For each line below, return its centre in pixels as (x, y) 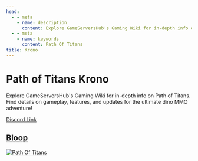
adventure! (19, 108)
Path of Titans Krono (57, 79)
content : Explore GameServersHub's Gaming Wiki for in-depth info (105, 28)
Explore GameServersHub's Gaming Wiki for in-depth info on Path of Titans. (98, 96)
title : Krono (22, 50)
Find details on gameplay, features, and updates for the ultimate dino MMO (97, 101)
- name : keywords (38, 39)
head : (13, 11)
